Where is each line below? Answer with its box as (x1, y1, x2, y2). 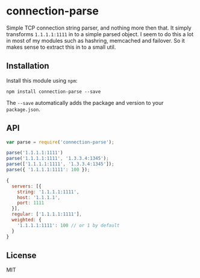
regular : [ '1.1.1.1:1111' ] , (11, 211, 83, 218)
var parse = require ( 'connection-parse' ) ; (6, 139, 114, 145)
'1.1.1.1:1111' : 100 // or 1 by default (17, 222, 120, 229)
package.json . (6, 106, 40, 113)
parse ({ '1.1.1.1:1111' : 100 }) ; (6, 167, 90, 173)
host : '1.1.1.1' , (17, 194, 61, 200)
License (6, 250, 37, 261)
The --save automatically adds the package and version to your (6, 99, 164, 106)
